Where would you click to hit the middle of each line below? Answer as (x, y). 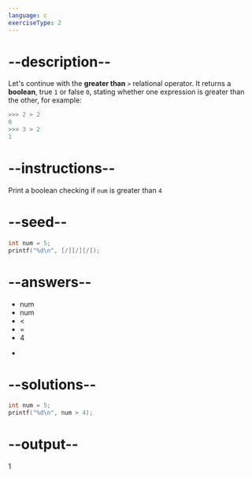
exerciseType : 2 (35, 23)
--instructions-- (62, 168)
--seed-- (38, 222)
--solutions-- (52, 384)
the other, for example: (45, 100)
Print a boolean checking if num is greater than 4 (85, 190)
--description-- (60, 62)
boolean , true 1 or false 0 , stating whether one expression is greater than (126, 92)
